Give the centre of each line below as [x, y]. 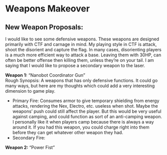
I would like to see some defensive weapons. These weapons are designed [82, 39]
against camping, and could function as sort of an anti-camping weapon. [87, 117]
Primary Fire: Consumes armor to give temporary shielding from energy [86, 101]
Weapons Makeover [48, 9]
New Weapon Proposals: [44, 27]
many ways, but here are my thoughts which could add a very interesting [80, 86]
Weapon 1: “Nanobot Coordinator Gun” [45, 75]
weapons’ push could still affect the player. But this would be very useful [87, 111]
